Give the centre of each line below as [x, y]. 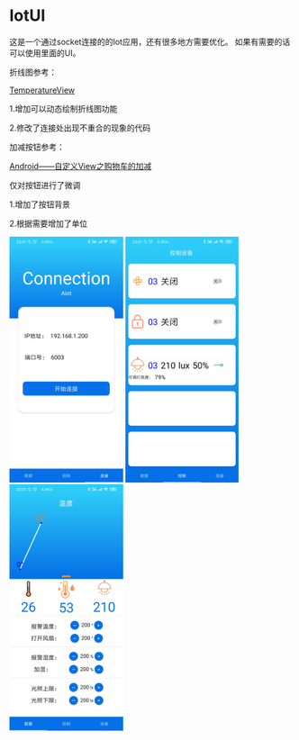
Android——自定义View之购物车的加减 [81, 166]
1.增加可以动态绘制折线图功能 [63, 108]
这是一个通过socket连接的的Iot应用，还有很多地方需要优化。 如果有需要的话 [150, 41]
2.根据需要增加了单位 [49, 223]
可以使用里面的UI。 [45, 53]
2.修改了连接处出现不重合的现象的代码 [80, 128]
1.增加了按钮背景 [40, 204]
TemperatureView [42, 90]
